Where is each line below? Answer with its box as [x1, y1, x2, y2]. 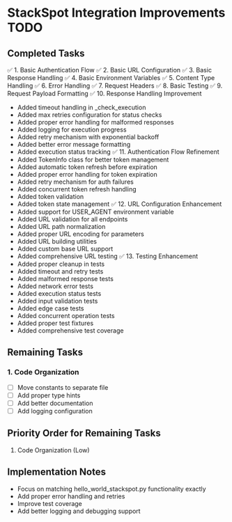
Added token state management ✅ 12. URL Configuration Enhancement [17, 200, 222, 208]
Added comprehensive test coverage [17, 326, 124, 335]
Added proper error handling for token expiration [17, 171, 158, 178]
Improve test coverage [17, 499, 82, 507]
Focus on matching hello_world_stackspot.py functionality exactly [17, 484, 207, 493]
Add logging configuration [17, 406, 93, 415]
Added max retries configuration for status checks [17, 111, 162, 119]
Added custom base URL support [17, 245, 114, 253]
